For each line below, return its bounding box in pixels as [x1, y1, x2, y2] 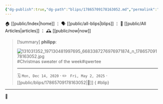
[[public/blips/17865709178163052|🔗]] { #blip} [16, 79, 110, 85]
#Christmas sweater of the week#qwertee [16, 58, 101, 64]
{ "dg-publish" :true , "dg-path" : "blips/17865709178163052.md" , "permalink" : [5, 7, 158, 12]
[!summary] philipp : [16, 39, 57, 45]
